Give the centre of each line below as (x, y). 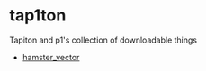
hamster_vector (51, 57)
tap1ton (38, 16)
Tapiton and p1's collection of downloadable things (103, 40)
